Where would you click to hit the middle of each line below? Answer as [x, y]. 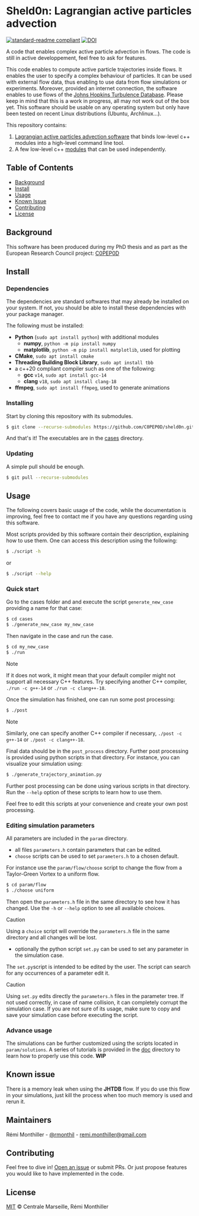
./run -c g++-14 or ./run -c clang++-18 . [56, 688]
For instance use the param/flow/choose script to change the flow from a [94, 868]
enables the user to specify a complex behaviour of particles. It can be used [99, 75]
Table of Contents [40, 168]
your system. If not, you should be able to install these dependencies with [96, 308]
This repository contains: [36, 125]
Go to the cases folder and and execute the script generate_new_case [90, 602]
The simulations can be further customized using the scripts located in [92, 1043]
